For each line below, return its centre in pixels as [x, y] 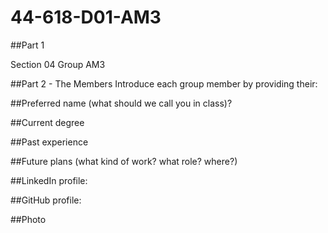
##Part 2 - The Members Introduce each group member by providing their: [164, 83]
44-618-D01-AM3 [86, 17]
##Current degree [47, 122]
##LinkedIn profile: [49, 180]
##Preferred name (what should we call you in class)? [121, 103]
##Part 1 [27, 45]
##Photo [28, 219]
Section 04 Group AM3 [58, 64]
